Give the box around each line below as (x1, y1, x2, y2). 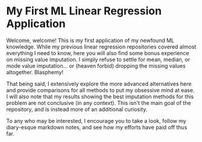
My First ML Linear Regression (6, 4, 162, 18)
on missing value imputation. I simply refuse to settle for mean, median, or (6, 56, 191, 63)
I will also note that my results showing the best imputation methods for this (6, 93, 194, 100)
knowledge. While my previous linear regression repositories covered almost (6, 43, 197, 50)
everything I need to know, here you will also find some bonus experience (6, 49, 189, 56)
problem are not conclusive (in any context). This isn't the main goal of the (6, 99, 191, 106)
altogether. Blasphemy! (6, 68, 64, 75)
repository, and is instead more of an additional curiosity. (6, 105, 148, 113)
